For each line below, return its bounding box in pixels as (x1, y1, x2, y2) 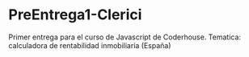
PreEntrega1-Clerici (8, 6, 142, 24)
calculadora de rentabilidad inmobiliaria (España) (8, 40, 171, 50)
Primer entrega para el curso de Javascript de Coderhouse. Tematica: (8, 32, 241, 42)
